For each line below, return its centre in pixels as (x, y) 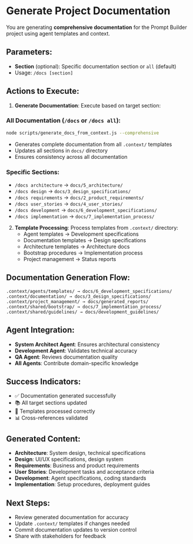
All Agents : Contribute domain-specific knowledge (76, 363)
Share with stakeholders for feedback (60, 536)
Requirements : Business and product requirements (77, 465)
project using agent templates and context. (58, 33)
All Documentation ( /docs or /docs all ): (64, 120)
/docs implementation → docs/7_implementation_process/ (84, 216)
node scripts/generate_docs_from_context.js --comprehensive (83, 133)
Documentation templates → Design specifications (85, 240)
